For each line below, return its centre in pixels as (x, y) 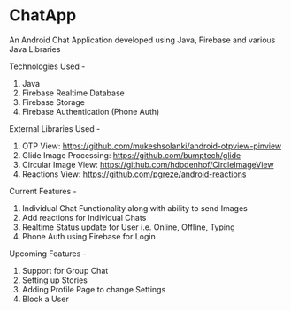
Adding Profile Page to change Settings (94, 289)
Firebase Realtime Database (73, 93)
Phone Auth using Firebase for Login (89, 236)
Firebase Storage (54, 102)
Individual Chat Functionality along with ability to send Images (134, 208)
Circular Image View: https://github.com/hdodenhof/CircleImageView (148, 164)
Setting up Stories (55, 280)
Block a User (45, 299)
